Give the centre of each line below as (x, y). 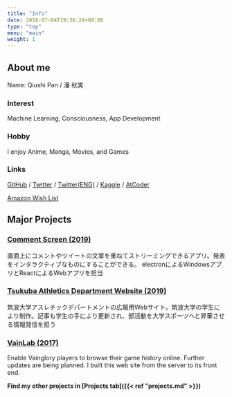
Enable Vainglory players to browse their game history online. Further (106, 358)
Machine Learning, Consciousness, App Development (84, 118)
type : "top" (24, 26)
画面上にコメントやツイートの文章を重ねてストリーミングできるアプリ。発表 (116, 255)
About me (29, 68)
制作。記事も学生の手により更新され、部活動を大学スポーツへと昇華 (116, 315)
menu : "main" (26, 33)
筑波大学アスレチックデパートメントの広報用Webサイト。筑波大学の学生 (111, 307)
